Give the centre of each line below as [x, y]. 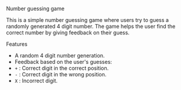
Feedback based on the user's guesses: [63, 62]
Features [17, 44]
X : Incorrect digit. [36, 81]
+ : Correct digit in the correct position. [62, 68]
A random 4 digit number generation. [60, 55]
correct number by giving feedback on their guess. [68, 33]
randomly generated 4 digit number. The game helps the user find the [91, 26]
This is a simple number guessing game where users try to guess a [88, 20]
